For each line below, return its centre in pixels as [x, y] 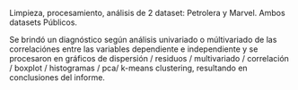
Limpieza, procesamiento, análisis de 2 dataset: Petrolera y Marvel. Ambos [147, 13]
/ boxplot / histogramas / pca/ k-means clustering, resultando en [129, 68]
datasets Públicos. [44, 22]
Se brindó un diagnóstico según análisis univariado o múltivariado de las [143, 40]
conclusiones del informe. [57, 78]
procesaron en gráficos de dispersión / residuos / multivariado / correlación [149, 58]
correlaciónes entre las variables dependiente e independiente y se [134, 49]
